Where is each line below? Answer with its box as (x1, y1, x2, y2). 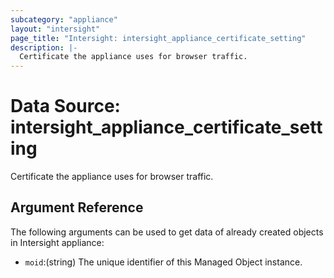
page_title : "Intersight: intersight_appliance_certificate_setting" (10, 33, 307, 43)
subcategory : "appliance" (10, 14, 118, 25)
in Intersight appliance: (10, 236, 105, 248)
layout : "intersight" (10, 24, 101, 34)
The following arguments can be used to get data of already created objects (10, 226, 324, 238)
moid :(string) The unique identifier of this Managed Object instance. (24, 256, 303, 268)
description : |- (10, 42, 78, 53)
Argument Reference (10, 199, 144, 216)
